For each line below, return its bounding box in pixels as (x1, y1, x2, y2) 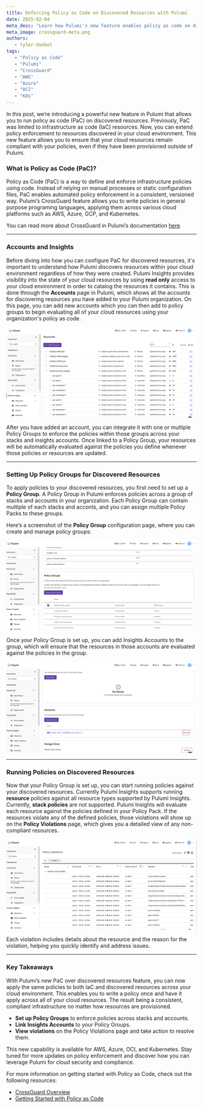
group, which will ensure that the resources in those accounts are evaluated (6, 643, 195, 650)
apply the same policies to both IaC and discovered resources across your (6, 983, 192, 990)
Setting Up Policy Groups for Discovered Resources (6, 470, 161, 479)
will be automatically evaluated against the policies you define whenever (6, 443, 187, 450)
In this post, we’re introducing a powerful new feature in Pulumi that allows (6, 110, 192, 118)
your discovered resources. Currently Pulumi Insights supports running (6, 788, 183, 796)
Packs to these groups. (6, 510, 64, 517)
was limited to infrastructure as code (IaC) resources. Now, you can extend (6, 123, 193, 130)
